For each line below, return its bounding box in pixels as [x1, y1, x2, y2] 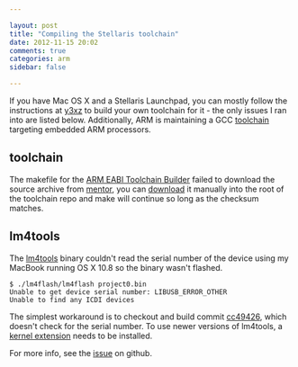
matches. [9, 202, 44, 213]
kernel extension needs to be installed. [9, 330, 153, 341]
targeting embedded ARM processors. [9, 124, 151, 135]
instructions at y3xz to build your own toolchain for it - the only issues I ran [9, 105, 287, 115]
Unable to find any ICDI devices [9, 295, 135, 304]
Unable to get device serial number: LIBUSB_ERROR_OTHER [9, 287, 228, 297]
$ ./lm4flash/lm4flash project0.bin [9, 280, 147, 289]
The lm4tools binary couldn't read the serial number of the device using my [9, 253, 290, 264]
